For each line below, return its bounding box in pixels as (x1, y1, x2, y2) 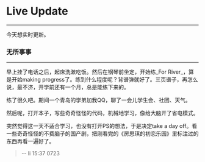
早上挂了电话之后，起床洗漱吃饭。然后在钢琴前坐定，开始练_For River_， (6, 68, 189, 76)
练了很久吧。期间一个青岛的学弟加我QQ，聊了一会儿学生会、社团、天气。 (6, 96, 191, 104)
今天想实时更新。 (6, 30, 49, 38)
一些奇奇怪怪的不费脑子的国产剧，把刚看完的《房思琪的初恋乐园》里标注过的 (6, 130, 199, 138)
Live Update (6, 4, 68, 18)
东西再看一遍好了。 (6, 138, 55, 145)
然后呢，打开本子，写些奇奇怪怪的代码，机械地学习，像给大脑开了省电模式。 (6, 110, 199, 117)
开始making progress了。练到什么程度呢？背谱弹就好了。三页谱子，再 (11, 76, 188, 83)
